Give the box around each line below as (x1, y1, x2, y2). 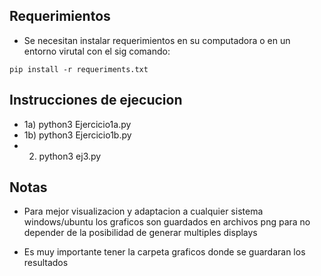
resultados (23, 257, 69, 269)
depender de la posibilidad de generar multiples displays (23, 227, 258, 239)
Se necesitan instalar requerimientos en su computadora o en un (23, 34, 291, 46)
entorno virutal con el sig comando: (23, 45, 171, 57)
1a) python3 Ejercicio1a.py (23, 118, 132, 130)
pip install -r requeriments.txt (9, 64, 149, 74)
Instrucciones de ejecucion (9, 92, 183, 109)
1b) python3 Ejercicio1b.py (23, 129, 132, 141)
